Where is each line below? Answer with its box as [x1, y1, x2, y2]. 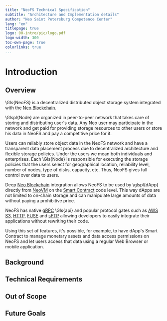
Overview [5, 86, 36, 95]
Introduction [5, 66, 58, 78]
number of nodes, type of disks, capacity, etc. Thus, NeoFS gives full [5, 166, 148, 173]
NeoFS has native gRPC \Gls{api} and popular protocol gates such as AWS [5, 207, 159, 213]
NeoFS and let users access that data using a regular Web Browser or [5, 238, 149, 244]
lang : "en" [5, 21, 28, 27]
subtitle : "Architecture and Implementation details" [5, 12, 120, 17]
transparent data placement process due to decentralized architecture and [5, 145, 159, 151]
